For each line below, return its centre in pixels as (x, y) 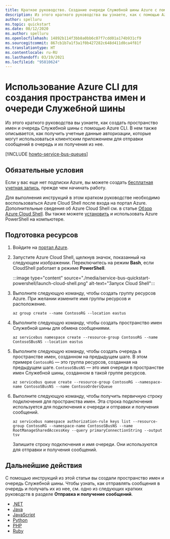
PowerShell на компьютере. (35, 219)
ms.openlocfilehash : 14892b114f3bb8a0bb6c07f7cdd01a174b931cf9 (73, 39)
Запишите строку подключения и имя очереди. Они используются (85, 444)
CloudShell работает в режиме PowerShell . (59, 268)
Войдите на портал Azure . (40, 247)
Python (20, 520)
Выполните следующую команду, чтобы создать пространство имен (87, 323)
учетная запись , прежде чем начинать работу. (56, 188)
